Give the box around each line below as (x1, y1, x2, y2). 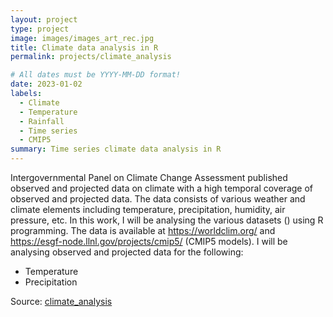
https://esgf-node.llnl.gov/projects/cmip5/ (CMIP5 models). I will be (10, 236, 288, 247)
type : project (10, 24, 70, 34)
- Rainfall (19, 116, 65, 126)
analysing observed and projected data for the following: (10, 246, 244, 258)
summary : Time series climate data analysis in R (10, 144, 222, 155)
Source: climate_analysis (10, 296, 113, 307)
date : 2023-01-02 (10, 79, 83, 90)
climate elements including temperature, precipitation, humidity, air (10, 204, 286, 215)
